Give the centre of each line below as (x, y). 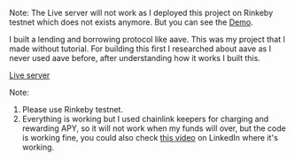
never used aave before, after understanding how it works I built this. (135, 58)
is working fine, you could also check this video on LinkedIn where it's (150, 138)
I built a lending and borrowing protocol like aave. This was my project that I (147, 39)
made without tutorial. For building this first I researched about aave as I (140, 49)
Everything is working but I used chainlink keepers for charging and (145, 119)
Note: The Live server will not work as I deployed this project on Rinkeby (141, 13)
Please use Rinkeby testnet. (73, 109)
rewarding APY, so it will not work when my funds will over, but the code (154, 128)
